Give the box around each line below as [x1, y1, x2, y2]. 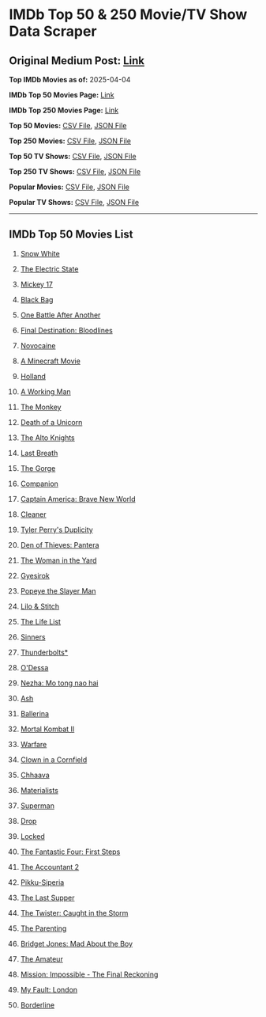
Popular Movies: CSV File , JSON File [9, 182, 129, 192]
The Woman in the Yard [20, 556, 97, 565]
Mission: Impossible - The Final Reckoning [20, 970, 159, 979]
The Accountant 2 [20, 862, 80, 871]
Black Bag [20, 294, 54, 304]
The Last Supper [20, 893, 75, 902]
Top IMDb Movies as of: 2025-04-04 [9, 75, 131, 84]
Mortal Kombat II [20, 724, 75, 734]
